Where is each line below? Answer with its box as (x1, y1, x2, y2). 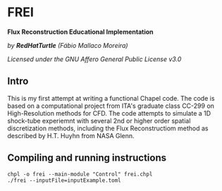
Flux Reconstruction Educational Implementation (7, 27, 154, 36)
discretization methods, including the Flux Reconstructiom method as (7, 124, 209, 133)
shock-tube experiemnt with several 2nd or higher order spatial (7, 116, 191, 125)
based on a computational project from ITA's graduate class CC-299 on (7, 101, 215, 110)
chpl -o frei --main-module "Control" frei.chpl (7, 171, 153, 178)
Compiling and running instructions (7, 152, 167, 164)
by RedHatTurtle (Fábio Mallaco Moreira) (7, 41, 128, 49)
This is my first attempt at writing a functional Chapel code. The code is (7, 94, 215, 102)
